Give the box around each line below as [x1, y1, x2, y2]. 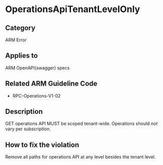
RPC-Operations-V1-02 [12, 93, 61, 99]
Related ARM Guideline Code [5, 79, 98, 88]
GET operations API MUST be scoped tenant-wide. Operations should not [5, 121, 158, 127]
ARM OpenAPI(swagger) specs [5, 64, 70, 71]
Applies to [5, 51, 38, 60]
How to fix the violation [5, 140, 79, 149]
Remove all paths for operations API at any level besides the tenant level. [5, 154, 156, 160]
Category [5, 24, 36, 32]
